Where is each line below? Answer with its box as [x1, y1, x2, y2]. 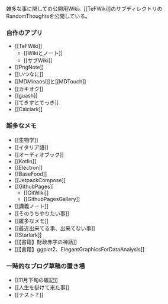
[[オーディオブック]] [14, 151, 64, 158]
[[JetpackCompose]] [14, 176, 66, 183]
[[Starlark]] [14, 231, 42, 238]
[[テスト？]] [14, 291, 44, 298]
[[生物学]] [14, 136, 38, 143]
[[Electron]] [14, 164, 43, 171]
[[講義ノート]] [14, 202, 49, 209]
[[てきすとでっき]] [14, 99, 59, 106]
